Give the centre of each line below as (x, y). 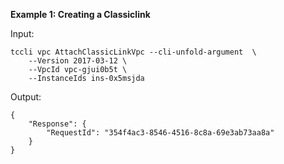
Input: (22, 33)
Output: (26, 97)
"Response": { (57, 124)
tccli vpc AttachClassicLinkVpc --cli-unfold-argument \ (133, 52)
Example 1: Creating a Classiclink (80, 14)
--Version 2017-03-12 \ (78, 61)
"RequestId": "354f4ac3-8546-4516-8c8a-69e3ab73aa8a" (160, 133)
